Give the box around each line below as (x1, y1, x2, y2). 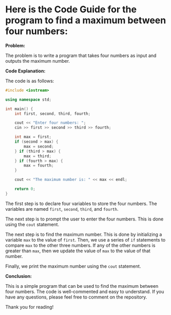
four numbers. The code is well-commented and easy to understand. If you (5, 288, 164, 294)
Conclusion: (5, 273, 32, 279)
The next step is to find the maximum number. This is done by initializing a (5, 231, 162, 237)
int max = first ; (14, 135, 52, 140)
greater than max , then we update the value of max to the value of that (5, 248, 150, 254)
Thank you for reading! (5, 304, 54, 310)
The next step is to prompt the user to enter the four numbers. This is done (5, 216, 164, 222)
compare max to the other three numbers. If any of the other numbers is (5, 242, 156, 248)
